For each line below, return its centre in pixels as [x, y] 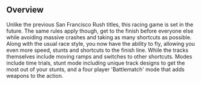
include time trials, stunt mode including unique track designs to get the [96, 63]
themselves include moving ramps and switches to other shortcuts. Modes [99, 56]
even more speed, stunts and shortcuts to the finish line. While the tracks [97, 50]
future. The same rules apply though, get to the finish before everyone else [100, 31]
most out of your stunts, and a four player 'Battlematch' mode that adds [95, 69]
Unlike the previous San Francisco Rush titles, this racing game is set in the [100, 24]
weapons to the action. [35, 75]
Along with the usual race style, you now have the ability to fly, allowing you [101, 43]
